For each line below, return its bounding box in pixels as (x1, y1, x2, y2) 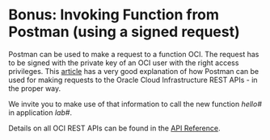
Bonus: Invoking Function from (8, 6, 220, 24)
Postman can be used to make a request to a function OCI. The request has (8, 49, 259, 59)
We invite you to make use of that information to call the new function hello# (8, 99, 263, 109)
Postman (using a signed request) (8, 23, 240, 41)
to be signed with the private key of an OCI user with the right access (8, 58, 239, 68)
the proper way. (8, 83, 61, 93)
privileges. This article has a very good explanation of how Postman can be (8, 66, 259, 76)
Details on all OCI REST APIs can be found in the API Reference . (8, 123, 221, 133)
